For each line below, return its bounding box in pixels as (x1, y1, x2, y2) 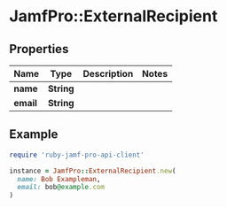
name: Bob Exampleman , (17, 174, 101, 183)
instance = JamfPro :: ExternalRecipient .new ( (9, 166, 176, 175)
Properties (9, 42, 69, 57)
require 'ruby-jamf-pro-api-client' (9, 150, 145, 159)
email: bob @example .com (17, 183, 105, 192)
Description (82, 68, 134, 80)
